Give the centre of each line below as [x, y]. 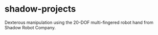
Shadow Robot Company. [30, 27]
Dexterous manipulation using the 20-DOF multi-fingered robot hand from [79, 22]
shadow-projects [40, 9]
